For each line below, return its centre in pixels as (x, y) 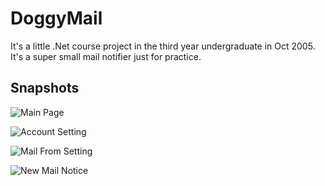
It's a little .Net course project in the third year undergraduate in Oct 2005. (163, 46)
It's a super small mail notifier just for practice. (106, 56)
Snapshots (45, 88)
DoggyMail (56, 18)
